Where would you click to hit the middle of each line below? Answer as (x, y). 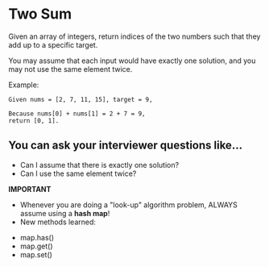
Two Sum (40, 14)
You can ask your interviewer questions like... (126, 146)
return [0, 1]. (34, 121)
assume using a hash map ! (65, 213)
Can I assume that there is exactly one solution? (99, 165)
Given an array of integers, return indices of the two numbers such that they (134, 36)
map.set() (36, 254)
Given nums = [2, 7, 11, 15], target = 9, (81, 99)
